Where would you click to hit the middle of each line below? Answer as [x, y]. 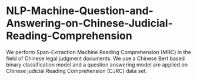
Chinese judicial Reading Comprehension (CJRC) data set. [77, 71]
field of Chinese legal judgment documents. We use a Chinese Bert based [96, 58]
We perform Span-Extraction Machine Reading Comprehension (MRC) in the [98, 52]
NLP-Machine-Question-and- [80, 11]
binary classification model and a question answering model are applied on [97, 64]
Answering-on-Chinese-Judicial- [90, 23]
